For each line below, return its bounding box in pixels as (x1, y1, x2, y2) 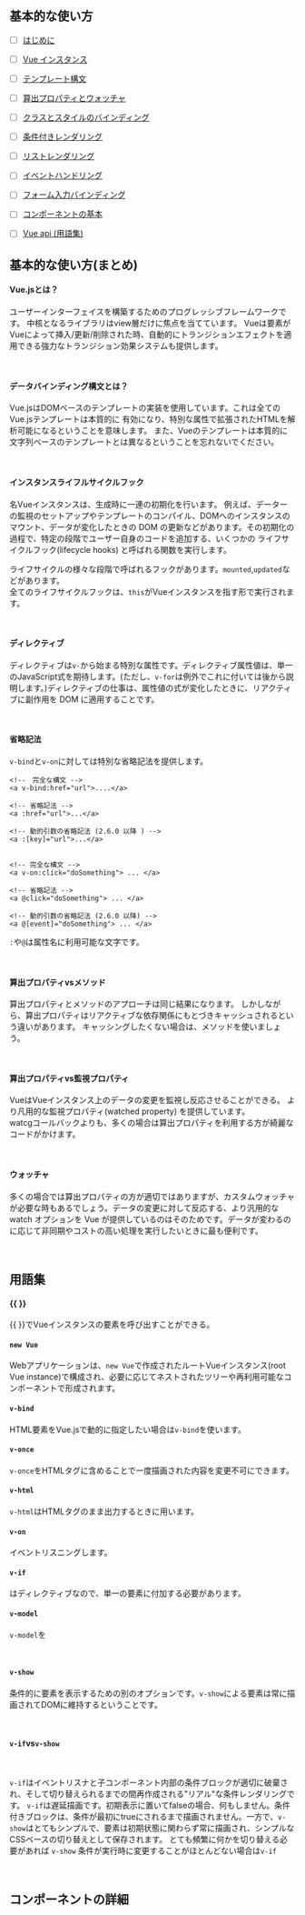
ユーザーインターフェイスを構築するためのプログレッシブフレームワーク (9, 306, 280, 317)
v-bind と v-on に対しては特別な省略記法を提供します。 (9, 756, 209, 767)
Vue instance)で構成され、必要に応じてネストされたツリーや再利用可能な (9, 1371, 284, 1382)
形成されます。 (64, 1383, 121, 1394)
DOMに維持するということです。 (40, 1699, 163, 1709)
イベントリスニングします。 (9, 1547, 113, 1558)
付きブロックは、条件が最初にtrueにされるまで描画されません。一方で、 (9, 1810, 279, 1821)
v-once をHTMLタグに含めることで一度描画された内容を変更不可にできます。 (9, 1465, 295, 1476)
